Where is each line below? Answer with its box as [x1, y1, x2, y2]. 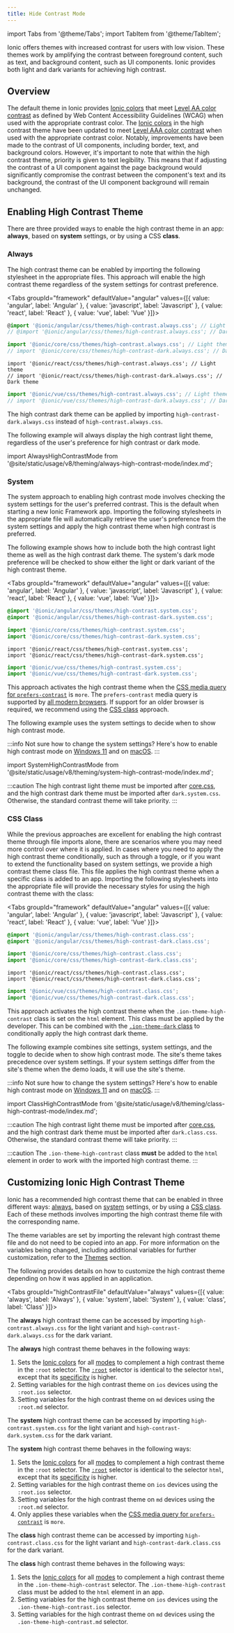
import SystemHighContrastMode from [7, 761, 119, 769]
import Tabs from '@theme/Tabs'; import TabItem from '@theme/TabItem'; [7, 29, 221, 38]
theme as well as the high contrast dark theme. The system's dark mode [7, 551, 214, 559]
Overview [7, 85, 51, 98]
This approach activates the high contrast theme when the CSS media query [7, 683, 226, 692]
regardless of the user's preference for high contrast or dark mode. [7, 438, 201, 447]
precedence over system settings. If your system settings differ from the [7, 1057, 215, 1066]
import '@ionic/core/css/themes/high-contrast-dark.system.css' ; [7, 633, 201, 640]
